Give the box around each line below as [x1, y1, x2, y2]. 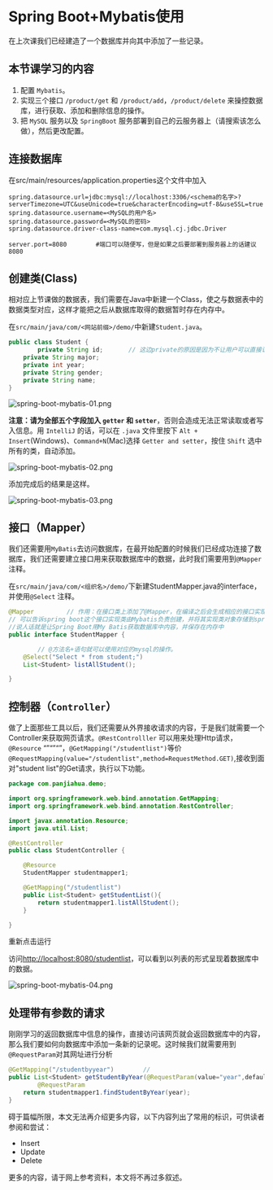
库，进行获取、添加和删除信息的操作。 [19, 105, 149, 115]
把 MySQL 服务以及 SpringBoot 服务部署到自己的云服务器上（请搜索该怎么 [19, 116, 262, 125]
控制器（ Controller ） [8, 699, 117, 713]
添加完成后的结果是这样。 [8, 479, 94, 488]
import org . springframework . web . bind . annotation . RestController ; [8, 802, 234, 810]
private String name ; [23, 376, 96, 384]
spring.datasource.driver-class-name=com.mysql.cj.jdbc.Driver [8, 225, 227, 233]
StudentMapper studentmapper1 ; [23, 868, 129, 877]
